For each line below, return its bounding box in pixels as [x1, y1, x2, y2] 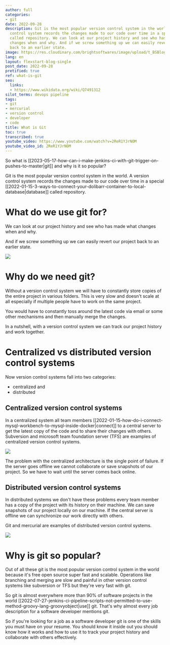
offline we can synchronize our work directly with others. [5, 513, 124, 519]
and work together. [5, 329, 45, 335]
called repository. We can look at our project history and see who [10, 36, 157, 41]
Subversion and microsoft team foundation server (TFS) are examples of [5, 433, 156, 439]
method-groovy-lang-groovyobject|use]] [5, 603, 91, 609]
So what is [5, 158, 27, 163]
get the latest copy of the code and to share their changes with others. [5, 428, 152, 434]
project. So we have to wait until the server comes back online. [5, 469, 137, 475]
